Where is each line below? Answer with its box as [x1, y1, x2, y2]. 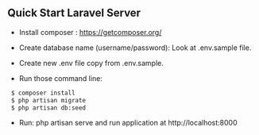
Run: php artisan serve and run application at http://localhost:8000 [18, 118, 238, 128]
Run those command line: [18, 73, 102, 83]
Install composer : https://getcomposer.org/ [18, 27, 162, 37]
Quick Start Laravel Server [7, 6, 141, 20]
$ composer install [10, 89, 76, 97]
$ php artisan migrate [10, 96, 87, 104]
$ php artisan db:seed [10, 103, 87, 112]
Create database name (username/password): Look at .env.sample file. [18, 43, 252, 52]
